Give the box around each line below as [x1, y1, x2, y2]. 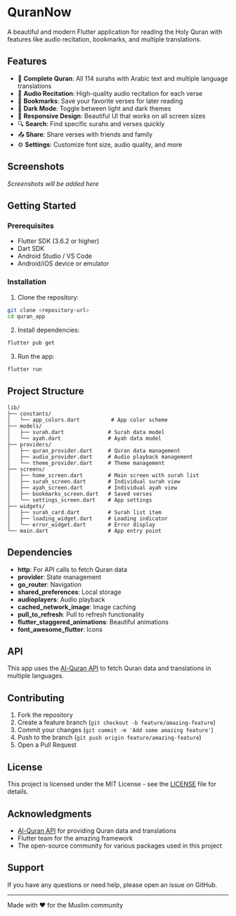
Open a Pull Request [17, 741, 77, 749]
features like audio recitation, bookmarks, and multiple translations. [7, 35, 202, 43]
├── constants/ [7, 410, 52, 417]
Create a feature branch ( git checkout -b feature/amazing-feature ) [17, 718, 216, 726]
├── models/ [7, 422, 42, 430]
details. [7, 787, 29, 796]
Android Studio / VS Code [17, 252, 93, 261]
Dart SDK [17, 245, 45, 253]
